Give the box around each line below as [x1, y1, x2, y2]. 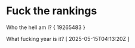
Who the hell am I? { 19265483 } [6, 24, 85, 31]
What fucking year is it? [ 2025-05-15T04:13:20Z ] [6, 35, 130, 42]
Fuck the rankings [6, 4, 97, 18]
